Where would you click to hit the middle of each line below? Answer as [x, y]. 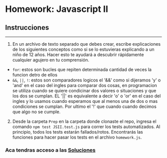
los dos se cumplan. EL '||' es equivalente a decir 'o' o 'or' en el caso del [86, 96]
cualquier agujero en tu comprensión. [51, 60]
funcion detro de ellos [35, 75]
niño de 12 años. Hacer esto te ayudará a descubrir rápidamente [78, 55]
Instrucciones [27, 28]
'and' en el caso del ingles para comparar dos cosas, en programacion [85, 85]
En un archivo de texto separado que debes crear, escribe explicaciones [86, 44]
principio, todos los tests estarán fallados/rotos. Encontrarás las [78, 132]
